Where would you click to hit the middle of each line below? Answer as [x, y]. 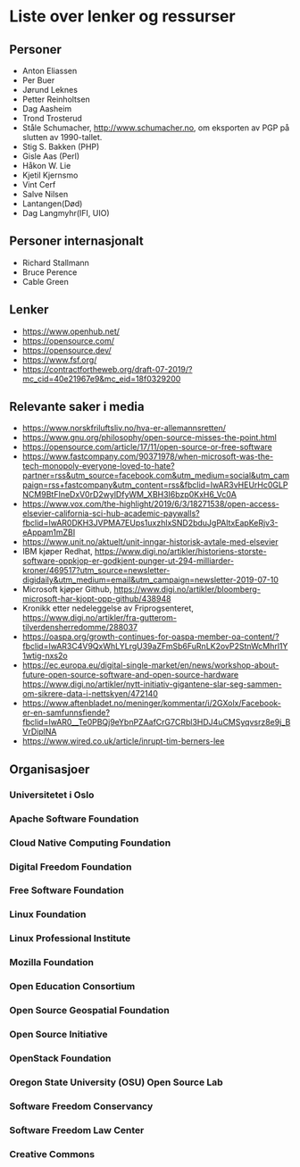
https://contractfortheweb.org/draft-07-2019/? [107, 369]
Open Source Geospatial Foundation [89, 1011]
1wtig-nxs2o [45, 656]
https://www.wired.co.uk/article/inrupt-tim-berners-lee [123, 741]
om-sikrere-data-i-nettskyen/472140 [90, 694]
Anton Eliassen [50, 71]
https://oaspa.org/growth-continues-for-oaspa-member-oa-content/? [150, 637]
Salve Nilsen [45, 194]
